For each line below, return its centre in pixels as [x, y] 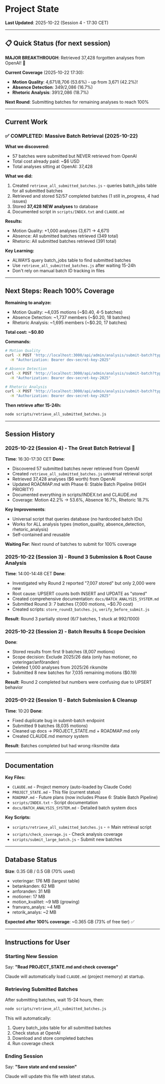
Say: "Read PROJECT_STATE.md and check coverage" [62, 967]
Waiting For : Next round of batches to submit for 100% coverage [71, 544]
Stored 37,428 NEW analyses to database [55, 206]
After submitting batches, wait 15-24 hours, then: [55, 1000]
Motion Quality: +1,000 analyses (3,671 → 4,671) [61, 231]
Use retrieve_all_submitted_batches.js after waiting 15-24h [74, 265]
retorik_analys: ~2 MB [34, 912]
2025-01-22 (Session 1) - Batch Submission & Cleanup [71, 700]
